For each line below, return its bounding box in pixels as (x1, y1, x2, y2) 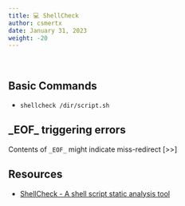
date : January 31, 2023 (8, 26, 88, 34)
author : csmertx (8, 19, 62, 27)
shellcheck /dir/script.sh (19, 101, 110, 110)
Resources (8, 168, 63, 181)
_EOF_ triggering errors (8, 123, 126, 137)
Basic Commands (8, 79, 97, 93)
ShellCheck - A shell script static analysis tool (19, 188, 170, 198)
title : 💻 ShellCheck (8, 11, 80, 20)
